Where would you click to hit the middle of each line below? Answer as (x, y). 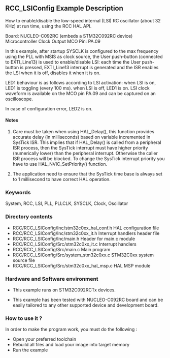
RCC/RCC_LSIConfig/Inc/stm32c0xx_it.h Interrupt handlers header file (86, 233)
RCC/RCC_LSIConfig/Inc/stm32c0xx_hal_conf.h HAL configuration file (86, 228)
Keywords (18, 192)
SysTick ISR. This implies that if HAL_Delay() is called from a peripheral (87, 142)
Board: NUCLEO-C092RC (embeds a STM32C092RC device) (69, 36)
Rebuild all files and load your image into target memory (71, 345)
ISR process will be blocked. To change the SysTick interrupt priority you (89, 159)
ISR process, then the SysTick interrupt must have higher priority (80, 148)
